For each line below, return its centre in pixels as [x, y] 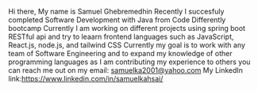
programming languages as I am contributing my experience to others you [129, 62]
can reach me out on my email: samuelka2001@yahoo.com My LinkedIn [126, 70]
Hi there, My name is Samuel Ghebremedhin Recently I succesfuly [116, 11]
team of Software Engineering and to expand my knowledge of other [120, 53]
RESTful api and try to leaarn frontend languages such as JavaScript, [121, 36]
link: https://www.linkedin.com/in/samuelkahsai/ [86, 79]
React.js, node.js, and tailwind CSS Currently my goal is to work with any [127, 45]
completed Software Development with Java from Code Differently [117, 20]
